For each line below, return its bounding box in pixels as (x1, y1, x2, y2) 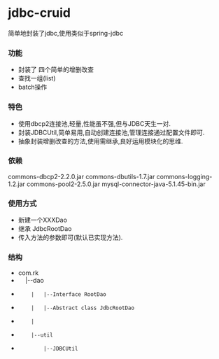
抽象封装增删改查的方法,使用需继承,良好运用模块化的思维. (17, 136, 183, 145)
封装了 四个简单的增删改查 (17, 65, 94, 74)
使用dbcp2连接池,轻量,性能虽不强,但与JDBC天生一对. (17, 119, 171, 127)
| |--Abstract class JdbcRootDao (31, 304, 135, 312)
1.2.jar (8, 180, 25, 188)
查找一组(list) (17, 74, 56, 83)
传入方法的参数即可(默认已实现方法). (17, 233, 123, 242)
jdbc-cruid (8, 5, 71, 21)
